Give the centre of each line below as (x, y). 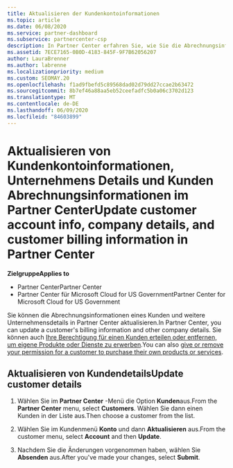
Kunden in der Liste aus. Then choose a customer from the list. (106, 416)
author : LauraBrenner (38, 59)
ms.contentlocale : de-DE (43, 104)
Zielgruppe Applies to (38, 273)
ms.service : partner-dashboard (52, 33)
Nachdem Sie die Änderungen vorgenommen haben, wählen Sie (109, 450)
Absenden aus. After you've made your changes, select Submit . (109, 458)
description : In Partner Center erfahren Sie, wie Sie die (94, 46)
